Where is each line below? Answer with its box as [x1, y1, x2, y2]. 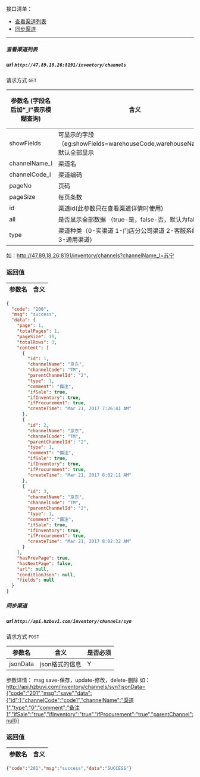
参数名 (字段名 [11, 97, 51, 105]
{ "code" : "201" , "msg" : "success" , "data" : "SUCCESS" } [6, 765, 132, 771]
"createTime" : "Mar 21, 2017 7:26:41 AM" [27, 405, 132, 412]
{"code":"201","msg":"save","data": [6, 689, 92, 697]
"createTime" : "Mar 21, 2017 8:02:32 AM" [27, 538, 132, 545]
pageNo [9, 182, 32, 190]
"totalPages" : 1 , [17, 328, 60, 335]
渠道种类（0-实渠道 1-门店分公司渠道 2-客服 [58, 227, 186, 235]
